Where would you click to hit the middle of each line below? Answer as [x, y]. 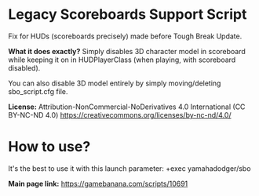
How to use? [49, 147]
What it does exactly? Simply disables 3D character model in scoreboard [127, 51]
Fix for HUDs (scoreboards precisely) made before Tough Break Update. [125, 36]
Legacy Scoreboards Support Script [128, 15]
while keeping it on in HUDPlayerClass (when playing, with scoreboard [122, 60]
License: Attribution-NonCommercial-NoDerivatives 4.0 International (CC [127, 107]
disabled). [24, 67]
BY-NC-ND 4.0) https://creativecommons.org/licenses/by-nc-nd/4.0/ [120, 114]
